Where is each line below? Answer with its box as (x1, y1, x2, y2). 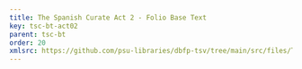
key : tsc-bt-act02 (9, 22, 78, 30)
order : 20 (9, 38, 47, 47)
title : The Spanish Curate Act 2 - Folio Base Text (9, 13, 207, 22)
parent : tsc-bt (9, 30, 67, 39)
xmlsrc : (9, 47, 39, 56)
